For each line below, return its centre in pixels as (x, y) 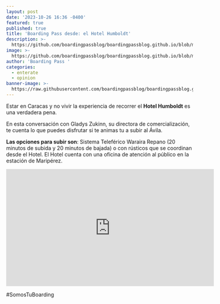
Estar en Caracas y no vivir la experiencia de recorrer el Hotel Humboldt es (98, 106)
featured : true (25, 23)
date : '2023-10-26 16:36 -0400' (46, 17)
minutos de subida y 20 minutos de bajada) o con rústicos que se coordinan (99, 148)
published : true (26, 28)
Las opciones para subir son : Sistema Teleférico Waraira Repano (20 (91, 142)
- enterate (25, 73)
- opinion (23, 78)
